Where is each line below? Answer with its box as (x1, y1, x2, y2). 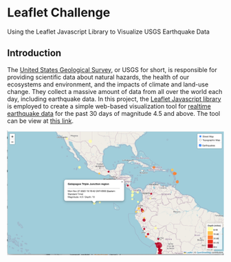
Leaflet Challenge (7, 5, 111, 21)
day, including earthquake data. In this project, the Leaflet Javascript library (7, 95, 221, 103)
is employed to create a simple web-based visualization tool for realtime (7, 102, 211, 110)
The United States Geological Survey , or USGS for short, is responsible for (7, 65, 218, 73)
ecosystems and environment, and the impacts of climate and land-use (7, 80, 209, 88)
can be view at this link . (7, 117, 74, 125)
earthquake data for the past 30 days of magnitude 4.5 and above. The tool (7, 109, 221, 117)
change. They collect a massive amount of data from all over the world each (7, 87, 223, 95)
